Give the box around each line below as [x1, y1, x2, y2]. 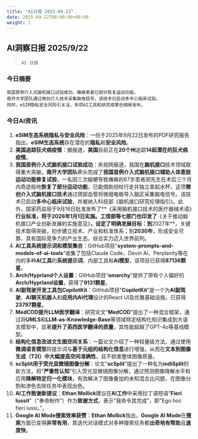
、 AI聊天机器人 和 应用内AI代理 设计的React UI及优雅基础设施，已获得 [20, 293, 186, 301]
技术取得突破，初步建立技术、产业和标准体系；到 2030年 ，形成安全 [15, 227, 179, 234]
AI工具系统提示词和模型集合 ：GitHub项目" [15, 242, 118, 249]
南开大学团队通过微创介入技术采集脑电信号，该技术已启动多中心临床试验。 [6, 96, 161, 102]
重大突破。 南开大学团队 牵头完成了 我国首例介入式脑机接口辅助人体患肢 [20, 168, 191, 175]
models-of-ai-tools [15, 249, 64, 257]
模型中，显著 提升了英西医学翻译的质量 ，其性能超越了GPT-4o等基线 [20, 323, 184, 330]
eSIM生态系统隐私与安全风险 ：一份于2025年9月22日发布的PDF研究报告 [15, 131, 190, 139]
